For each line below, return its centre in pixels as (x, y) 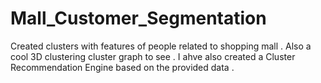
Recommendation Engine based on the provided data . (122, 67)
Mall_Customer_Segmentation (138, 18)
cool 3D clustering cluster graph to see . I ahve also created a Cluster (153, 56)
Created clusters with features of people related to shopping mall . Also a (161, 46)
